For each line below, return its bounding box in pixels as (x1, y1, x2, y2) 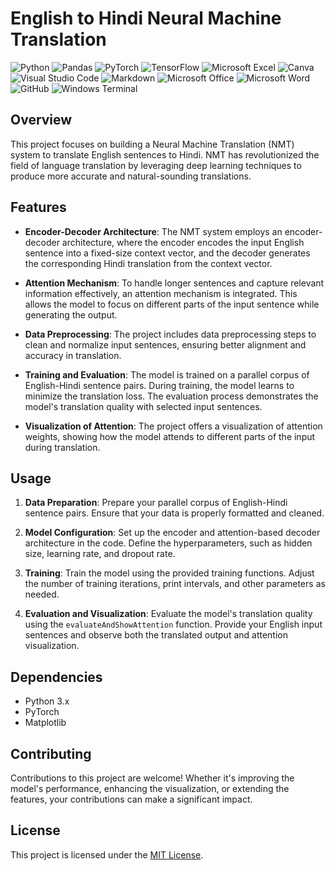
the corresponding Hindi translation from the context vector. (24, 257, 273, 269)
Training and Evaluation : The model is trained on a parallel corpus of (24, 368, 310, 381)
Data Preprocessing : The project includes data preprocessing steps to (24, 328, 317, 340)
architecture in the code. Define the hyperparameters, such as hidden (24, 537, 313, 549)
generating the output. (24, 308, 118, 321)
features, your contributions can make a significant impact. (10, 793, 253, 805)
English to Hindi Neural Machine (10, 7, 282, 30)
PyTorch (24, 706, 60, 718)
